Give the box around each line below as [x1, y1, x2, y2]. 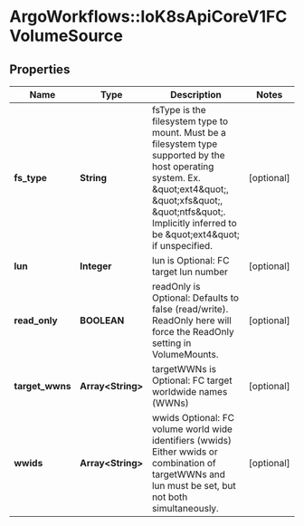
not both [152, 491, 188, 503]
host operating [152, 160, 214, 173]
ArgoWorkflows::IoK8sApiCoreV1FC [9, 6, 288, 27]
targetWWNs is [152, 363, 217, 375]
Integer [80, 260, 112, 273]
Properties [9, 62, 71, 77]
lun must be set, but [152, 480, 237, 492]
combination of [152, 457, 216, 469]
